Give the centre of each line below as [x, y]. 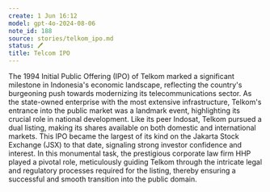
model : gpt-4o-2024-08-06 [52, 23]
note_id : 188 [30, 31]
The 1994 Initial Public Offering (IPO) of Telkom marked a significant [121, 76]
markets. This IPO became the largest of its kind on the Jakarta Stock [124, 136]
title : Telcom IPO [39, 53]
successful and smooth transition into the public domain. [103, 179]
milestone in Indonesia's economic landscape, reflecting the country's [125, 85]
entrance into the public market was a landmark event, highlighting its [124, 111]
